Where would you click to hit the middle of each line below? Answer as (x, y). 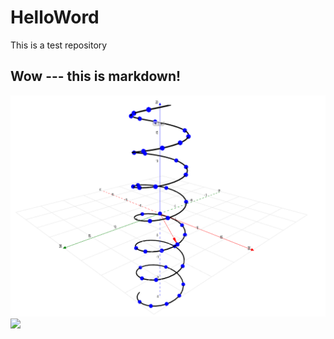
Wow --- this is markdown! (96, 76)
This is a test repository (59, 45)
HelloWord (55, 17)
